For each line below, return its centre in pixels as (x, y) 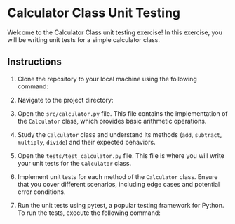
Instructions (34, 62)
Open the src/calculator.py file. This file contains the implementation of (122, 113)
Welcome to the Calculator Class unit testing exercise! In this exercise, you (115, 32)
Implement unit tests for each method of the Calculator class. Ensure (117, 176)
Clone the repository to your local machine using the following (107, 79)
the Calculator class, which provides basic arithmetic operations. (112, 121)
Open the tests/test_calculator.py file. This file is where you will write (121, 155)
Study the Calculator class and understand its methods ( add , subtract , (120, 134)
